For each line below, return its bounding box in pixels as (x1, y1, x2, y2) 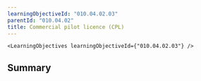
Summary (7, 61, 51, 74)
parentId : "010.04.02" (7, 17, 74, 24)
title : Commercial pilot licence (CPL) (7, 23, 125, 30)
